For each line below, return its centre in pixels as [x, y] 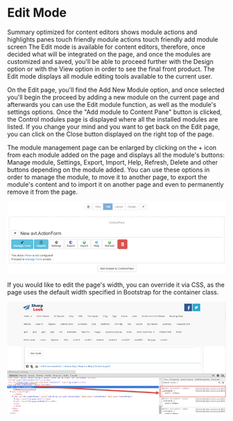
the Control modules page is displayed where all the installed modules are [113, 119]
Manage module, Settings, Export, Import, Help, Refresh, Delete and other [113, 162]
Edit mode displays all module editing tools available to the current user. [110, 76]
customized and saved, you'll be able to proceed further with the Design [110, 61]
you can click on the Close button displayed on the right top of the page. [111, 134]
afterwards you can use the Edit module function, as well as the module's [112, 104]
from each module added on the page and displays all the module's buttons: [116, 155]
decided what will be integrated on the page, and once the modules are [109, 54]
